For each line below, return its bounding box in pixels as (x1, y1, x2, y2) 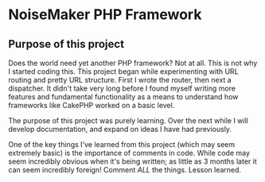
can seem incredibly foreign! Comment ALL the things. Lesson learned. (8, 165, 241, 174)
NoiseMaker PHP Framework (8, 6, 202, 24)
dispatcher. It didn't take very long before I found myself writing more (8, 83, 236, 93)
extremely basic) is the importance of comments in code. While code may (8, 149, 251, 157)
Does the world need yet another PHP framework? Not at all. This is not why (8, 58, 258, 68)
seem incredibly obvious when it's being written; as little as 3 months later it (8, 157, 257, 166)
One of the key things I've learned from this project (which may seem (8, 140, 236, 149)
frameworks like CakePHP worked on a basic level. (8, 101, 175, 110)
